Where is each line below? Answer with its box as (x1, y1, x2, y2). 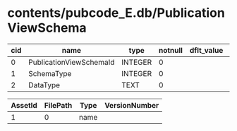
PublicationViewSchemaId (28, 57, 115, 67)
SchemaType (28, 68, 72, 78)
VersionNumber (104, 100, 159, 110)
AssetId (11, 100, 37, 110)
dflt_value (189, 45, 224, 55)
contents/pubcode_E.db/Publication (7, 5, 226, 21)
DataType (28, 80, 61, 89)
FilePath (44, 100, 73, 110)
